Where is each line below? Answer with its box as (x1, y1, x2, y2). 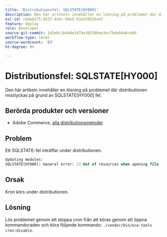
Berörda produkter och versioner (5, 106, 109, 115)
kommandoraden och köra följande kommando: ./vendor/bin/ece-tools (5, 222, 153, 228)
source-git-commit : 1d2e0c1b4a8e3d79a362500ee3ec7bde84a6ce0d (5, 30, 137, 35)
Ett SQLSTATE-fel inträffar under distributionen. (5, 148, 102, 154)
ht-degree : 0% (5, 44, 35, 49)
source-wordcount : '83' (5, 40, 55, 45)
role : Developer (5, 26, 39, 31)
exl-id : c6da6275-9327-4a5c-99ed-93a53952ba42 (5, 16, 103, 21)
